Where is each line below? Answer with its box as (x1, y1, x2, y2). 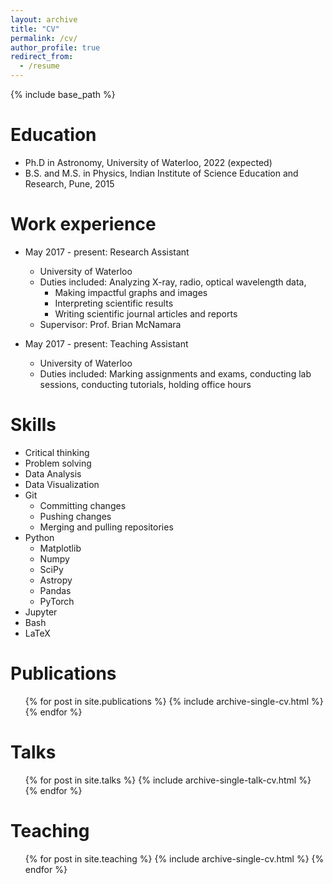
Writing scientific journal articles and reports (54, 307, 238, 320)
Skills (10, 414, 57, 436)
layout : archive (10, 14, 78, 25)
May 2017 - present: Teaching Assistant (24, 337, 189, 350)
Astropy (39, 574, 73, 586)
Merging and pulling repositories (39, 521, 174, 533)
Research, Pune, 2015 (24, 177, 115, 190)
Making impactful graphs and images (54, 286, 208, 298)
